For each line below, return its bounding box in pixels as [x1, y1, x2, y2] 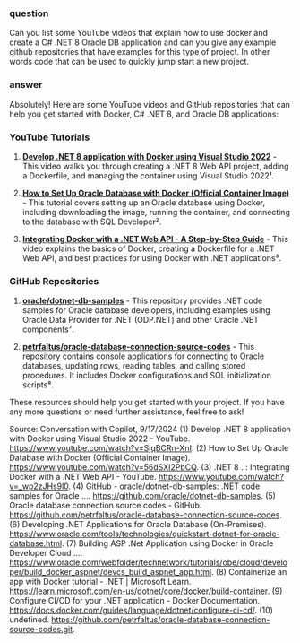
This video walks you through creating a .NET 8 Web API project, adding [21, 161, 289, 171]
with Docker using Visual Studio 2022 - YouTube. [9, 433, 191, 444]
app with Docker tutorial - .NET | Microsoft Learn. [9, 577, 192, 587]
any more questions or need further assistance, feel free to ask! [9, 406, 244, 417]
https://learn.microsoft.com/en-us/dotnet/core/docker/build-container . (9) [9, 586, 283, 596]
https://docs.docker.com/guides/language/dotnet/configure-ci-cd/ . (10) [9, 604, 273, 616]
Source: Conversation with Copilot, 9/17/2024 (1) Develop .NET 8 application [9, 424, 291, 435]
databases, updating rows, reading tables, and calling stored [21, 361, 246, 371]
